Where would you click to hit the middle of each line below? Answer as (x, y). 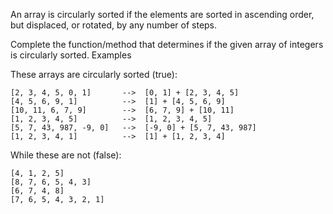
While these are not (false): (66, 155)
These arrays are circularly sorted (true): (94, 74)
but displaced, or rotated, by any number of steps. (114, 25)
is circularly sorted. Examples (71, 55)
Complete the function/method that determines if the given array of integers (167, 44)
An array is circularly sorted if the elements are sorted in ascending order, (162, 14)
